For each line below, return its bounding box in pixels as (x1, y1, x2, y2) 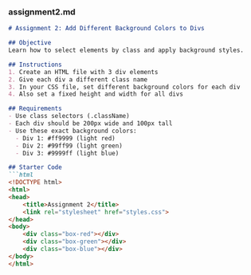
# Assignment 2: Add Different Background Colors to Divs (8, 25, 205, 33)
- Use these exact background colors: (8, 127, 137, 135)
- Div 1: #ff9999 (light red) (15, 134, 116, 142)
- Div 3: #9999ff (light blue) (15, 149, 120, 157)
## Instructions (8, 61, 62, 69)
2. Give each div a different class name (8, 75, 148, 84)
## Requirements (8, 104, 62, 113)
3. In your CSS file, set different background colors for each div (8, 83, 241, 91)
